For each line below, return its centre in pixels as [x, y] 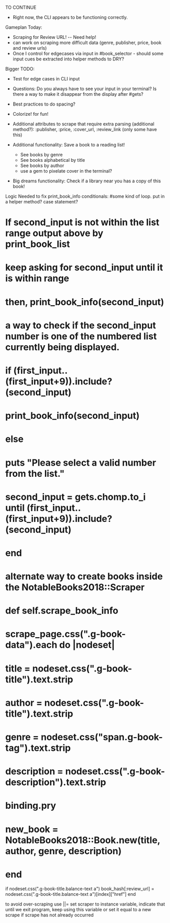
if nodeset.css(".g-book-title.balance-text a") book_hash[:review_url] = [80, 889]
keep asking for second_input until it [84, 268]
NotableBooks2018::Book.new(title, [83, 840]
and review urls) [30, 48]
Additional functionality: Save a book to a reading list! [69, 145]
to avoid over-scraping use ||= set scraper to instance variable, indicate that [85, 904]
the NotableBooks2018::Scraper [75, 587]
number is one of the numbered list [81, 336]
